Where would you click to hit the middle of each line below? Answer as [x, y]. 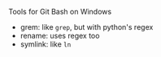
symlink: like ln [46, 44]
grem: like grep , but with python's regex [87, 27]
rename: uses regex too [60, 36]
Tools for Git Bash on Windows [60, 12]
